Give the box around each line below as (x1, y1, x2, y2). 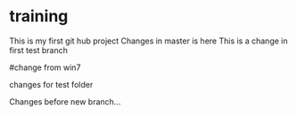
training (9, 6, 69, 27)
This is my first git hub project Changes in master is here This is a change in (9, 35, 288, 46)
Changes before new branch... (9, 96, 121, 107)
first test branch (9, 44, 69, 55)
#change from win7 (9, 62, 81, 73)
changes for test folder (9, 79, 94, 89)
